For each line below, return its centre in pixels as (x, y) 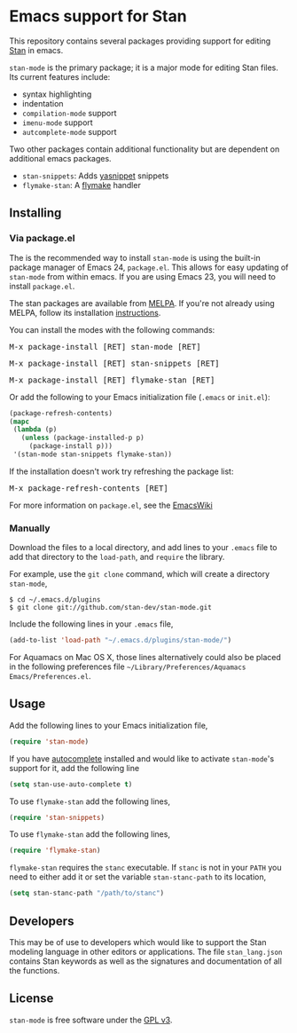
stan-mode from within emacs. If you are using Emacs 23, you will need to (143, 276)
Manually (30, 528)
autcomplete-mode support (69, 131)
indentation (43, 103)
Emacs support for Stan (98, 16)
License (31, 999)
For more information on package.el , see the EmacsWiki (111, 505)
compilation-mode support (69, 113)
